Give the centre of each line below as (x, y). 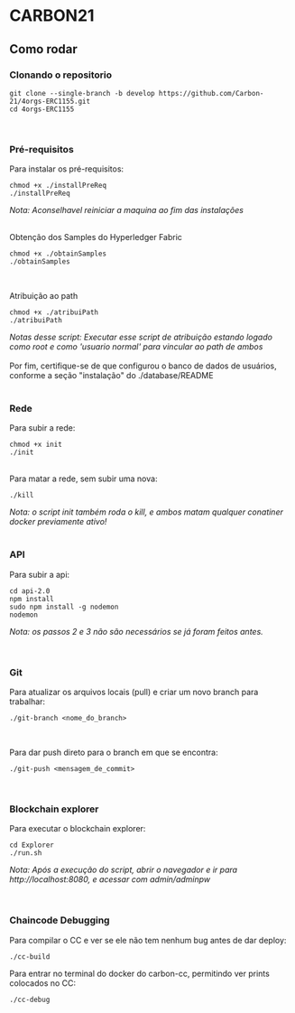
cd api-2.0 (30, 591)
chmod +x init (36, 445)
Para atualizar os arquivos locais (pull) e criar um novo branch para (134, 692)
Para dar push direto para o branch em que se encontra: (114, 753)
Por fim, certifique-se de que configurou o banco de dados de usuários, (143, 366)
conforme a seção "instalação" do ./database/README (111, 376)
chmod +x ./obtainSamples (58, 254)
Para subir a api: (40, 574)
